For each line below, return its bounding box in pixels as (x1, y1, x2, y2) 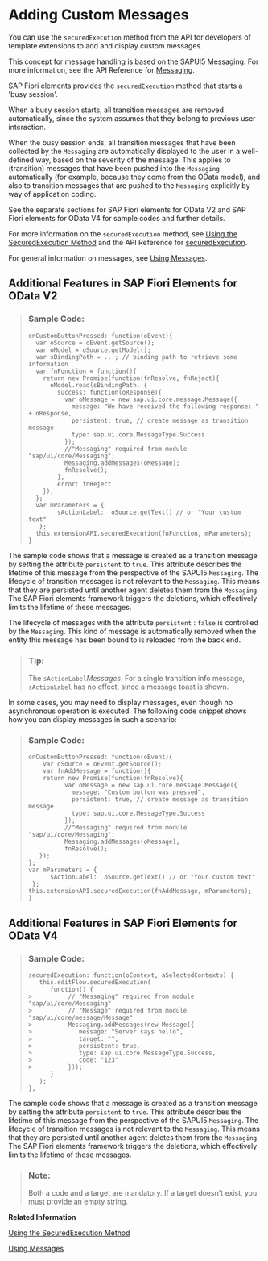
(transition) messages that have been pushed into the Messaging (8, 163, 220, 173)
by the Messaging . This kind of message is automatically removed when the (8, 626, 257, 636)
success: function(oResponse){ (57, 388, 163, 396)
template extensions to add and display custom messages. (8, 40, 203, 50)
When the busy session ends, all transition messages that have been (8, 137, 236, 147)
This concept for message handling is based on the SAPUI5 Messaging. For (8, 56, 259, 66)
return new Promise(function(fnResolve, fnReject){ (43, 374, 220, 382)
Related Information (8, 1213, 76, 1222)
